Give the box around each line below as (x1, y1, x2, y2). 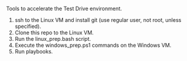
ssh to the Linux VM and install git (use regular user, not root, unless (14, 17, 182, 23)
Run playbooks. (14, 48, 53, 55)
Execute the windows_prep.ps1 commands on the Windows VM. (14, 41, 172, 49)
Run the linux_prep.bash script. (14, 36, 91, 42)
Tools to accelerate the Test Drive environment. (6, 5, 122, 12)
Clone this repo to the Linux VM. (14, 29, 94, 36)
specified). (14, 23, 42, 30)
